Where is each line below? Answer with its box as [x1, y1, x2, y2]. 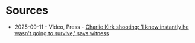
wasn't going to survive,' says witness [14, 29, 109, 36]
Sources [5, 4, 49, 17]
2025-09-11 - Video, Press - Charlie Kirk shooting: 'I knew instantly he [14, 23, 189, 30]
